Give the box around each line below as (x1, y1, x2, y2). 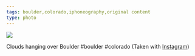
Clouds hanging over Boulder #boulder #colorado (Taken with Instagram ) (6, 43, 190, 50)
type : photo (6, 15, 36, 21)
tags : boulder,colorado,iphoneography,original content (6, 9, 151, 15)
